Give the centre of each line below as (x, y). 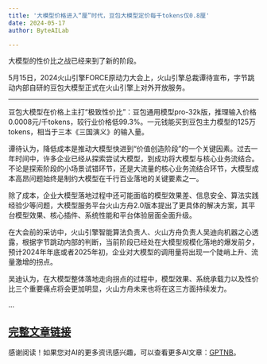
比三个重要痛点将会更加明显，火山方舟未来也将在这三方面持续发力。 (120, 289)
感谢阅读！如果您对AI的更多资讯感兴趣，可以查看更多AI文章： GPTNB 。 (124, 352)
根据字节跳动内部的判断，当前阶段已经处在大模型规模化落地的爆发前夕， (140, 242)
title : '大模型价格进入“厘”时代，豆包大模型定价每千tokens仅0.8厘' (109, 15)
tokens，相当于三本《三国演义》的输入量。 (79, 132)
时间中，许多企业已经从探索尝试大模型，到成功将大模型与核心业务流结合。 (137, 159)
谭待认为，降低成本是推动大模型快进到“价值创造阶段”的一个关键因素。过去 (130, 149)
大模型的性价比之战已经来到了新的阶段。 (74, 61)
